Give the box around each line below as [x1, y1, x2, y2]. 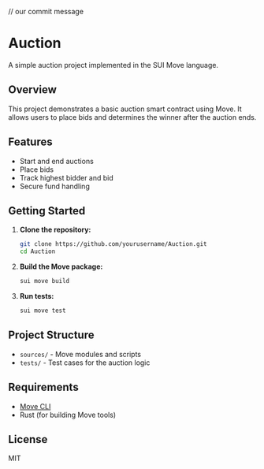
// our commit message [8, 7, 84, 16]
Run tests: [19, 292, 54, 300]
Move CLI [19, 401, 51, 411]
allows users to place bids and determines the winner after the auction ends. [8, 112, 257, 121]
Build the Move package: [19, 262, 103, 271]
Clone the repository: [19, 225, 91, 235]
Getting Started [8, 204, 86, 218]
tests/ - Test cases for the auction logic [19, 358, 151, 367]
